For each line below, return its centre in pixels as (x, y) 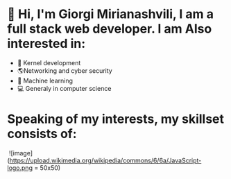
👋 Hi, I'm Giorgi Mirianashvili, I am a (110, 14)
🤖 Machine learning (45, 80)
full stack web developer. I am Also (110, 29)
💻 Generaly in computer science (64, 88)
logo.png (20, 168)
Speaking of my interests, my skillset (115, 119)
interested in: (46, 44)
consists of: (42, 134)
